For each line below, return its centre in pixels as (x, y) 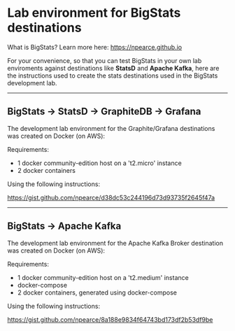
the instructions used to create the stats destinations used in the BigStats (113, 76)
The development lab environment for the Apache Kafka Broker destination (115, 243)
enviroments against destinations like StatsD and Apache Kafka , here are (113, 68)
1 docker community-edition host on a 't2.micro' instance (99, 163)
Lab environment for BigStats (94, 13)
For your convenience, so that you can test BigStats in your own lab (105, 60)
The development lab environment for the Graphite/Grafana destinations (111, 128)
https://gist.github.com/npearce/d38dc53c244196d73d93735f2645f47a (111, 197)
